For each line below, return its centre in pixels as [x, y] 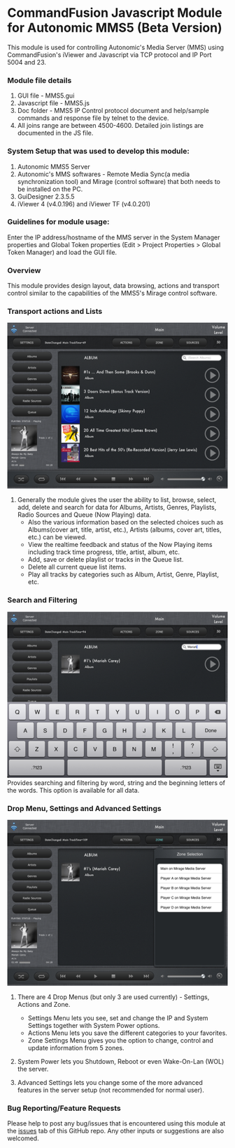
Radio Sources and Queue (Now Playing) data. [84, 515]
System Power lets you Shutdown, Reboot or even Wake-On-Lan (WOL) [121, 1062]
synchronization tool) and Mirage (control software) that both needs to [119, 181]
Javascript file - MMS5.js [53, 103]
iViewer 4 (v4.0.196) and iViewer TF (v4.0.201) [84, 204]
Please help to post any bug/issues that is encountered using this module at [116, 1123]
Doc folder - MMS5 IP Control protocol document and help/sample [113, 111]
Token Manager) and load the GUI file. [62, 252]
